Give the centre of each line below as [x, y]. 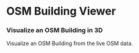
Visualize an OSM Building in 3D [55, 30]
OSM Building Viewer [61, 11]
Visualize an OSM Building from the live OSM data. [69, 43]
